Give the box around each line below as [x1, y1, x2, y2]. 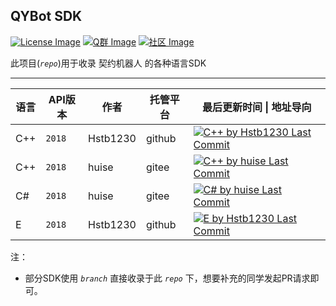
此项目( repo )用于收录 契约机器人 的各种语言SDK [10, 57, 207, 69]
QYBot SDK [10, 8, 83, 25]
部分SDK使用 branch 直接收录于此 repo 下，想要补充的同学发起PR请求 [24, 272, 311, 284]
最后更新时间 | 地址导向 [201, 100, 312, 114]
